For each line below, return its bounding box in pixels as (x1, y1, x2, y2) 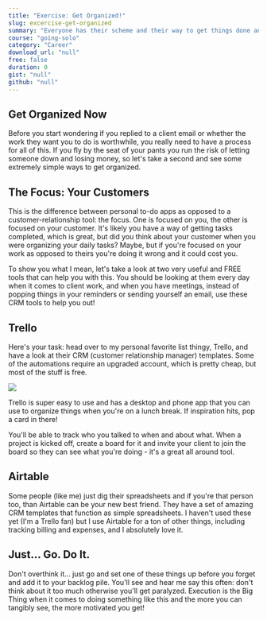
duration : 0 (8, 64, 48, 72)
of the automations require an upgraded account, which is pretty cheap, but (8, 358, 257, 368)
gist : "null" (8, 71, 52, 79)
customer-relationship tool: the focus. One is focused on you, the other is (8, 215, 248, 225)
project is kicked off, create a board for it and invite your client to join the (8, 438, 246, 448)
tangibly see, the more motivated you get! (8, 603, 145, 612)
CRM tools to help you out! (8, 298, 95, 308)
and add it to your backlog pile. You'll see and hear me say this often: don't (8, 577, 253, 587)
